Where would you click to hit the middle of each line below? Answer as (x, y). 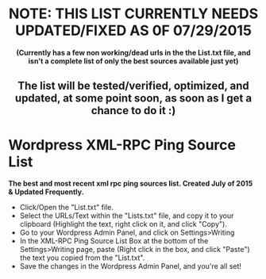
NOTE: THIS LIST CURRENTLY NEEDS (133, 14)
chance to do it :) (133, 111)
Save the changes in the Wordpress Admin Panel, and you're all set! (131, 266)
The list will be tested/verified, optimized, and (133, 86)
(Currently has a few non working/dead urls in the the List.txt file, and (133, 52)
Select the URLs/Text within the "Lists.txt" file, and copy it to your (127, 216)
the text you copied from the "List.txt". (82, 258)
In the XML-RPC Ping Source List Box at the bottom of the (114, 241)
